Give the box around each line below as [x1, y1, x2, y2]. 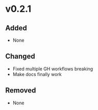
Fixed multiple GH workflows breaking [12, 65, 93, 72]
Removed [5, 86, 36, 95]
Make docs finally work [12, 71, 62, 77]
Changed [5, 52, 35, 61]
